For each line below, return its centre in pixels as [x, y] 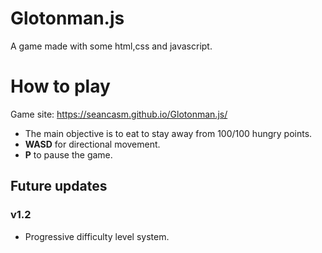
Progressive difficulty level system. [97, 236]
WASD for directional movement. [92, 144]
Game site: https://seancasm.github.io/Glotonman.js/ [119, 114]
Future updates [59, 186]
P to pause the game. [68, 154]
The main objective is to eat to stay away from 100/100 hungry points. [168, 133]
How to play [60, 86]
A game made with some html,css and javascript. [111, 46]
